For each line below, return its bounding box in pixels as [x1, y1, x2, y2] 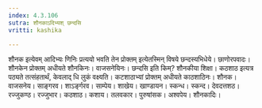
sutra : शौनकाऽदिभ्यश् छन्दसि [8, 19, 82, 27]
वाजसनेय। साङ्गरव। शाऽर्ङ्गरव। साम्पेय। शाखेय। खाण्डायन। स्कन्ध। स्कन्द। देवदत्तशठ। [8, 81, 241, 91]
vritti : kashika [8, 26, 62, 34]
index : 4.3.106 [8, 11, 59, 20]
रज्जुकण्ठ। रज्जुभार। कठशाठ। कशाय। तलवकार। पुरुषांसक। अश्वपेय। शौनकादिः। [8, 90, 222, 99]
